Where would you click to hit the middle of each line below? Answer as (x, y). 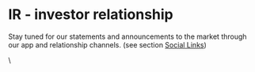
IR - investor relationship (91, 15)
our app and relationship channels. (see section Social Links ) (108, 44)
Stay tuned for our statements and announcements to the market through (127, 36)
